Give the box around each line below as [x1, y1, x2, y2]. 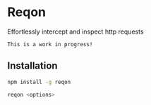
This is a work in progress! [7, 41, 93, 48]
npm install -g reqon [7, 78, 71, 85]
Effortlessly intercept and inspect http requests [7, 27, 144, 36]
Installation [7, 60, 58, 72]
